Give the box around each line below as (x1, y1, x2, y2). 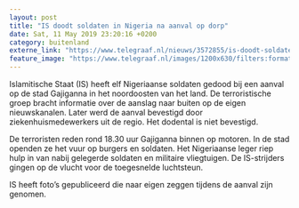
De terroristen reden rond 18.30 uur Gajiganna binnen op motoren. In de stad (9, 134, 290, 144)
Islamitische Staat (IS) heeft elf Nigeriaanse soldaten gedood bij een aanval (9, 79, 285, 89)
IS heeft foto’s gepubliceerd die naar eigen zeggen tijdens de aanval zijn (9, 180, 273, 189)
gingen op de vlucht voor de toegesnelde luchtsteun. (9, 162, 204, 172)
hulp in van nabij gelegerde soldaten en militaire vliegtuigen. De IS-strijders (9, 153, 285, 163)
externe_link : (9, 46, 62, 55)
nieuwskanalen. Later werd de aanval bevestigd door (9, 108, 203, 117)
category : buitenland (9, 37, 90, 47)
